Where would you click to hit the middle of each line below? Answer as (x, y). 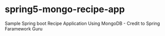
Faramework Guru (24, 28)
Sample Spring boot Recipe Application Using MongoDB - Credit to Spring (82, 23)
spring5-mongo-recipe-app (65, 9)
